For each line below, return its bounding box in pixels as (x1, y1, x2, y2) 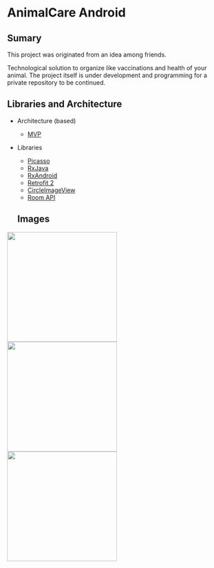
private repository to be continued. (7, 78, 106, 87)
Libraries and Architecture (7, 98, 122, 110)
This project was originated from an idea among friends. (7, 50, 167, 59)
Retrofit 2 (27, 178, 54, 187)
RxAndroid (27, 171, 58, 180)
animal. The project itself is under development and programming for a (7, 71, 208, 79)
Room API (27, 193, 56, 201)
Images (17, 213, 50, 225)
